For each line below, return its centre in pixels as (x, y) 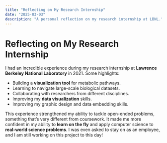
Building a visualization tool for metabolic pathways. (66, 83)
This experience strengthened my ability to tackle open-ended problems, (80, 114)
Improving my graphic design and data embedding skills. (70, 104)
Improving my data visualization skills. (52, 99)
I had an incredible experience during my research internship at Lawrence (81, 68)
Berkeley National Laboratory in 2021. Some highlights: (62, 73)
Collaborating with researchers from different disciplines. (71, 94)
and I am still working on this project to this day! (54, 135)
